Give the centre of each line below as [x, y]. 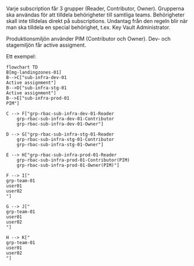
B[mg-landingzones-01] [34, 73]
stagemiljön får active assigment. [46, 45]
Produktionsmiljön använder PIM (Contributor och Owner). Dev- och [88, 39]
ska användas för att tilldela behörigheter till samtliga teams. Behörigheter [96, 15]
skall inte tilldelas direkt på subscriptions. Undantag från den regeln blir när [97, 21]
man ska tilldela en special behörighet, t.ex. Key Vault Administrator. [88, 27]
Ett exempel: [21, 56]
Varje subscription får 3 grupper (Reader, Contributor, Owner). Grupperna [95, 9]
